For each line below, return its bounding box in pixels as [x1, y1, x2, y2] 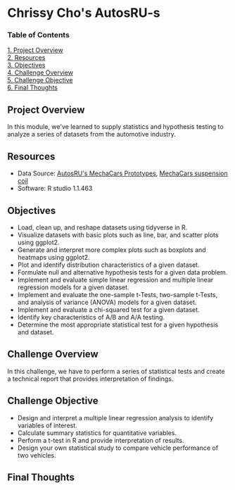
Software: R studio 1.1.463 [17, 184, 93, 193]
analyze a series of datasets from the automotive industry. [7, 130, 176, 139]
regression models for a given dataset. [17, 283, 129, 291]
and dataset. [17, 327, 54, 336]
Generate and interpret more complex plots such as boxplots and [17, 245, 206, 254]
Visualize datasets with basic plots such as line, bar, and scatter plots [17, 230, 219, 239]
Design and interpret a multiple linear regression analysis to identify [17, 413, 214, 422]
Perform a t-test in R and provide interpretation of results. [17, 436, 184, 444]
